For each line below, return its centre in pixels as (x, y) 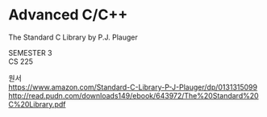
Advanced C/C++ (68, 15)
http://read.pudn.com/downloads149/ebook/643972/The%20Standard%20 (134, 95)
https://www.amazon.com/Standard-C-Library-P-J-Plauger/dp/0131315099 (133, 87)
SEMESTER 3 (30, 52)
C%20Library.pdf (37, 104)
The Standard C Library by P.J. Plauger (73, 37)
